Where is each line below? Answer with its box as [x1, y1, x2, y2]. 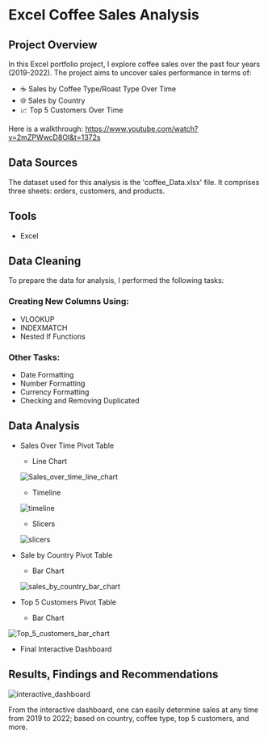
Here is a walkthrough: [8, 124, 84, 133]
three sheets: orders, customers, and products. [8, 186, 165, 196]
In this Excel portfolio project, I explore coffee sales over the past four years [8, 59, 261, 69]
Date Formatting [19, 370, 74, 380]
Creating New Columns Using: [8, 296, 129, 307]
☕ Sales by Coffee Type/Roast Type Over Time [19, 84, 176, 94]
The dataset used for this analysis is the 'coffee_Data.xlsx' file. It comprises [8, 177, 260, 187]
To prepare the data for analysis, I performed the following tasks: [8, 276, 224, 285]
